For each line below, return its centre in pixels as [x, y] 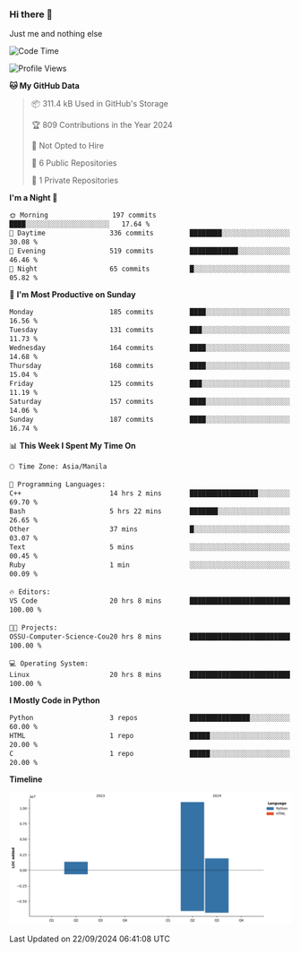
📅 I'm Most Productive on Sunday [73, 295]
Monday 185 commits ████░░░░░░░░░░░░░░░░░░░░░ [150, 313]
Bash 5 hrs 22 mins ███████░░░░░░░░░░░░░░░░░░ [150, 511]
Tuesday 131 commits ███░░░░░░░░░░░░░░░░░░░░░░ [150, 331]
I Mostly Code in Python [55, 700]
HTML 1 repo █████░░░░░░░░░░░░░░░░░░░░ [150, 736]
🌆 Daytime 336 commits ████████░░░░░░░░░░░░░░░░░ [150, 233]
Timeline [26, 779]
